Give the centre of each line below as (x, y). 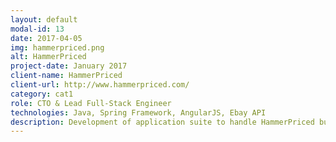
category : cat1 (42, 94)
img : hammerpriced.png (57, 47)
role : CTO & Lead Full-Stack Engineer (91, 103)
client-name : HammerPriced (66, 76)
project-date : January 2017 (69, 66)
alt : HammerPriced (48, 57)
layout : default (44, 19)
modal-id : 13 (37, 29)
